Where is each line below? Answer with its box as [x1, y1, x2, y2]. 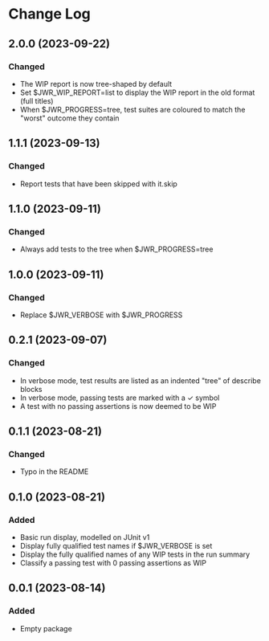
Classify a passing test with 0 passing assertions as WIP [19, 558, 207, 567]
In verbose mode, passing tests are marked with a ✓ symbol [19, 393, 220, 402]
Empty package [19, 623, 72, 633]
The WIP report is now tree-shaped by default [19, 79, 173, 88]
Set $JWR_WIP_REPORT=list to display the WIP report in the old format [19, 88, 255, 97]
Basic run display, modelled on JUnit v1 [19, 533, 150, 542]
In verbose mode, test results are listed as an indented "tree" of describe [19, 375, 261, 386]
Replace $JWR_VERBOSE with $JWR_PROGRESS [19, 310, 183, 320]
